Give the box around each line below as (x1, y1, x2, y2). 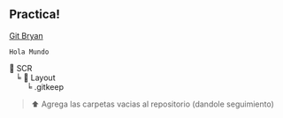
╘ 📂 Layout (15, 72, 56, 83)
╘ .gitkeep (26, 81, 65, 92)
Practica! (9, 7, 60, 22)
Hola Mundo (9, 48, 50, 56)
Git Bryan (9, 30, 43, 41)
